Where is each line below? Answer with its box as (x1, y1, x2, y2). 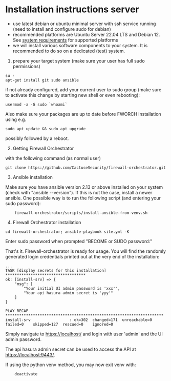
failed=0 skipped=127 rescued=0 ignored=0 (5, 322, 114, 327)
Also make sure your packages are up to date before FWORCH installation (5, 111, 161, 117)
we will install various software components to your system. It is (12, 42, 148, 48)
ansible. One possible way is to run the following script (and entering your (5, 195, 161, 201)
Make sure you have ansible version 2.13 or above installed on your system (5, 184, 163, 190)
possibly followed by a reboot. (5, 135, 69, 142)
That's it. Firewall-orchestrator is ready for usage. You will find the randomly (5, 248, 166, 254)
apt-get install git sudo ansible (5, 77, 79, 83)
